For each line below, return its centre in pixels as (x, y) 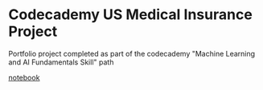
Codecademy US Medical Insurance (131, 15)
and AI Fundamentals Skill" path (61, 62)
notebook (24, 77)
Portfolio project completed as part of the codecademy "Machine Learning (132, 53)
